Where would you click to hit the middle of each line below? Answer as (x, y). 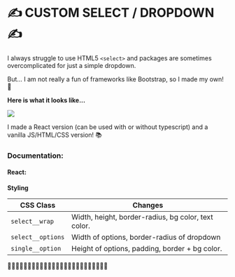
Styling (18, 188)
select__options (38, 237)
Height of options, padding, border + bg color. (147, 249)
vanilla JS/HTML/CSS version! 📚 (55, 135)
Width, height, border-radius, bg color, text (142, 217)
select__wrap (33, 222)
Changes (148, 205)
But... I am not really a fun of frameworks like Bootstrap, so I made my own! (115, 79)
